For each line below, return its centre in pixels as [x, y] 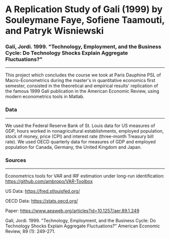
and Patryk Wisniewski [54, 31]
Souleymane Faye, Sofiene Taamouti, [85, 20]
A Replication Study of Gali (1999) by [84, 9]
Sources [16, 160]
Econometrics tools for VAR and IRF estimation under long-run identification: [85, 176]
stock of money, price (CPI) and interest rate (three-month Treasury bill [79, 136]
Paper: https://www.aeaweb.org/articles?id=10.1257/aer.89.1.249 [72, 211]
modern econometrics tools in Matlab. [45, 97]
